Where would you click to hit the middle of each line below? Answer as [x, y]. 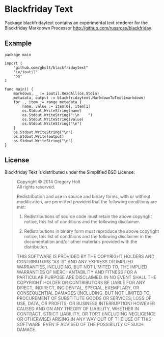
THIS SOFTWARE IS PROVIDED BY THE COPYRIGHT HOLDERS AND [85, 256]
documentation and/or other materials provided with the [81, 242]
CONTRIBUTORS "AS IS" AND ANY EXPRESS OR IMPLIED [75, 261]
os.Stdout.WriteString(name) [52, 111]
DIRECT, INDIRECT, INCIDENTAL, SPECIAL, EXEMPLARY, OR [78, 288]
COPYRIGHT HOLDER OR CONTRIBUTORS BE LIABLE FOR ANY [81, 282]
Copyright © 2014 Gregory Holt [48, 182]
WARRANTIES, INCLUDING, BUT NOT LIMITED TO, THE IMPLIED [82, 267]
